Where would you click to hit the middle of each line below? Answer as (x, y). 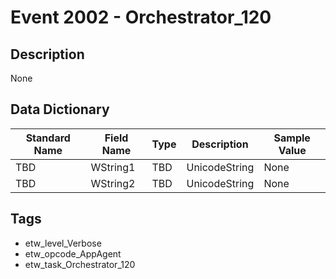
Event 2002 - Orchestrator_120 (141, 17)
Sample (292, 138)
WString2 (113, 183)
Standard (48, 138)
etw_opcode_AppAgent (73, 253)
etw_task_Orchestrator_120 (80, 264)
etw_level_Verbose (63, 243)
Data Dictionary (60, 109)
